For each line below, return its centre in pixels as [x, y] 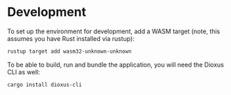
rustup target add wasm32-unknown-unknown [69, 51]
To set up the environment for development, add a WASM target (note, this [114, 31]
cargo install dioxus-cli [44, 85]
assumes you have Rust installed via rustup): [71, 38]
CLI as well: [24, 72]
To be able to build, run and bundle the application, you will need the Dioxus [115, 64]
